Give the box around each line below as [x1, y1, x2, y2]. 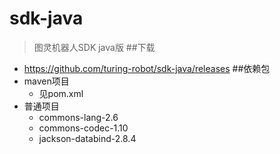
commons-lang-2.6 [38, 111, 119, 123]
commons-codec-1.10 [38, 122, 129, 134]
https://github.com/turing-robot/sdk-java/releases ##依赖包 [23, 62, 271, 74]
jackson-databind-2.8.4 [38, 132, 137, 144]
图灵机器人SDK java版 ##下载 [33, 41, 156, 53]
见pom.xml [38, 87, 84, 99]
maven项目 [23, 75, 70, 87]
